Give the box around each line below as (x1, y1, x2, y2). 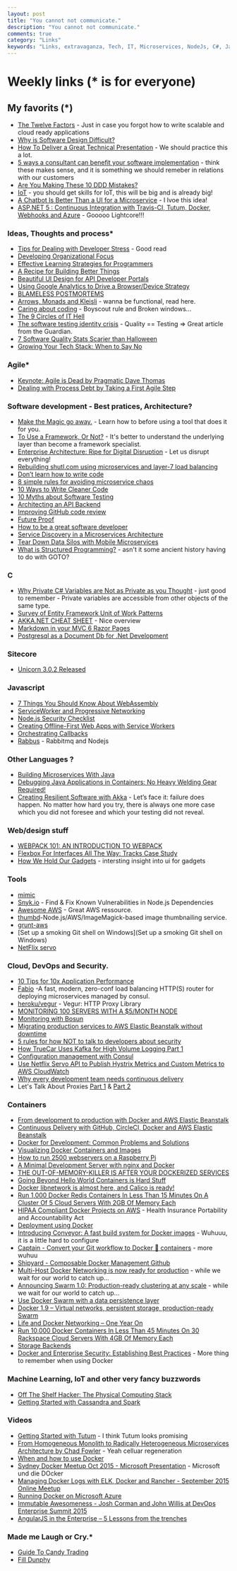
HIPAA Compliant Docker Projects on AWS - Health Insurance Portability (17, 1206, 228, 1214)
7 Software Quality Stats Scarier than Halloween (17, 335, 157, 343)
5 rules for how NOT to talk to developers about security (17, 1037, 181, 1045)
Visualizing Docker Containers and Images (17, 1146, 141, 1154)
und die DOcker (17, 1469, 63, 1478)
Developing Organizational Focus (17, 252, 114, 260)
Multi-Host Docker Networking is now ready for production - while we (17, 1266, 221, 1274)
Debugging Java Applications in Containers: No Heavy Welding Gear (17, 778, 217, 786)
